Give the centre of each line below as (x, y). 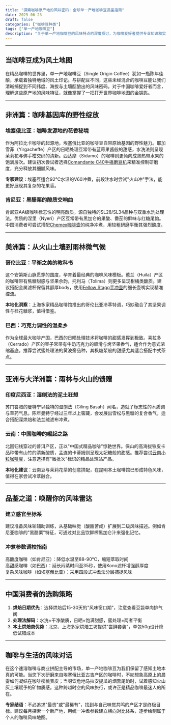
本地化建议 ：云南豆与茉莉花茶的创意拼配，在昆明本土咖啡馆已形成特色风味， (85, 469)
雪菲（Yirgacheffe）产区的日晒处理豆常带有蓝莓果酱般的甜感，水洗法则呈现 (84, 149)
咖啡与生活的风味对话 (39, 655)
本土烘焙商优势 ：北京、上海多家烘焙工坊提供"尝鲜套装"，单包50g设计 (86, 626)
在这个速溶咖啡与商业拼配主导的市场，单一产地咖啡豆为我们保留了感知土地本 (85, 668)
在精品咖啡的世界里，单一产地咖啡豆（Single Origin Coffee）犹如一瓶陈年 (82, 73)
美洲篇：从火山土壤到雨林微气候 (55, 247)
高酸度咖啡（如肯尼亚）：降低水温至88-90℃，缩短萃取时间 (67, 559)
